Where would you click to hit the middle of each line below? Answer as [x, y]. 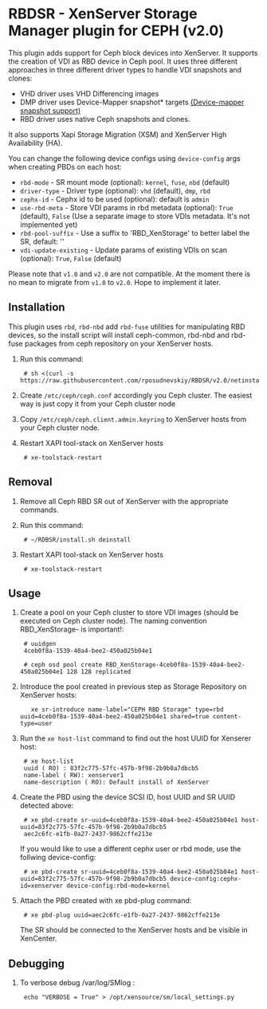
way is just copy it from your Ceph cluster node [98, 404]
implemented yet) [49, 225]
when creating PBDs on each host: [65, 166]
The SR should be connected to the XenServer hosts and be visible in [134, 930]
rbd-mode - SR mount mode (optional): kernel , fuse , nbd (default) [125, 182]
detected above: [47, 806]
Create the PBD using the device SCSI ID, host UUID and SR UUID [128, 797]
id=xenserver [41, 886]
